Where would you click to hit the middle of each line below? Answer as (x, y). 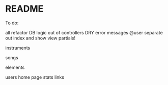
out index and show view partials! (40, 38)
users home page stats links (35, 77)
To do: (12, 23)
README (24, 9)
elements (15, 67)
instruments (18, 48)
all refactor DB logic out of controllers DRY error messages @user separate (84, 32)
